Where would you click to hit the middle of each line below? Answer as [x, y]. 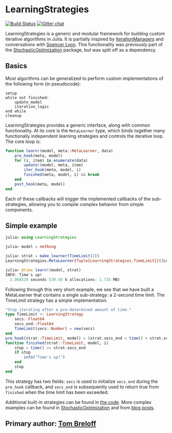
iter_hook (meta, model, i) [52, 170]
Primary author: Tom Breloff [51, 424]
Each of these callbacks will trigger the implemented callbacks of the [78, 199]
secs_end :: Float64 [34, 324]
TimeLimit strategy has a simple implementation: [56, 300]
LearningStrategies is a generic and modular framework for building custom [85, 33]
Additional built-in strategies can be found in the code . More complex [79, 402]
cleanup [14, 116]
